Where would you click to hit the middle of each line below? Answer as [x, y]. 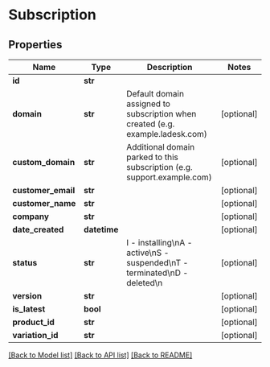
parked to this [152, 157]
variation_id [35, 335]
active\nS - [147, 253]
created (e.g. [150, 124]
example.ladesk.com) [166, 134]
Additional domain [160, 147]
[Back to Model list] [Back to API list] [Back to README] [100, 355]
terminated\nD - [157, 273]
